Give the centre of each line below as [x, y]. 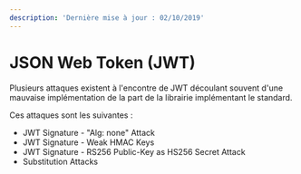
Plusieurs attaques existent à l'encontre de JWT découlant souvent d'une [146, 88]
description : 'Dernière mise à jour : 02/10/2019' [107, 18]
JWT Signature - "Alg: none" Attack [89, 132]
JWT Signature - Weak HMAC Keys [88, 142]
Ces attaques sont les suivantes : [71, 115]
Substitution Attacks [60, 161]
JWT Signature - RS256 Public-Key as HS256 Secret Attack [134, 151]
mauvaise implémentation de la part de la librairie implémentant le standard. [151, 97]
